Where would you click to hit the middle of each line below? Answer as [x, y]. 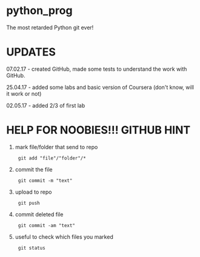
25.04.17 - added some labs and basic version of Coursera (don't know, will [100, 87]
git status [32, 248]
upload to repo [33, 192]
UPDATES [31, 52]
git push [29, 203]
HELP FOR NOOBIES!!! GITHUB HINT [98, 130]
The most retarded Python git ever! [50, 27]
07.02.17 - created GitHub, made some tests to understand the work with [97, 69]
